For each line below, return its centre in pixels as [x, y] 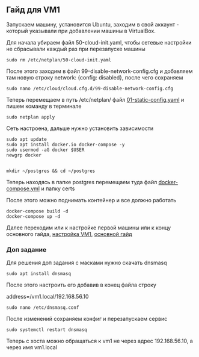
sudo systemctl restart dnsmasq [47, 330]
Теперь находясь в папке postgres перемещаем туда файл [82, 182]
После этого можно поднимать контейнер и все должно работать [91, 200]
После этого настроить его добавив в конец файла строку [81, 285]
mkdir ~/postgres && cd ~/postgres [51, 171]
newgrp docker [24, 155]
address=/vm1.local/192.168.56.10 [47, 297]
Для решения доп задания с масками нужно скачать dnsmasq [87, 263]
